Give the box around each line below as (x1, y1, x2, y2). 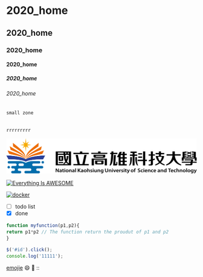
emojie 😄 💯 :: (6, 264, 40, 272)
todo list (14, 203, 36, 210)
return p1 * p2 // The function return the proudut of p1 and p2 (6, 229, 169, 235)
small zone (6, 109, 34, 116)
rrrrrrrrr (6, 127, 31, 133)
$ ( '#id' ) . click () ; (6, 247, 53, 253)
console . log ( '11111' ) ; (6, 253, 63, 259)
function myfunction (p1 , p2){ (6, 222, 80, 229)
